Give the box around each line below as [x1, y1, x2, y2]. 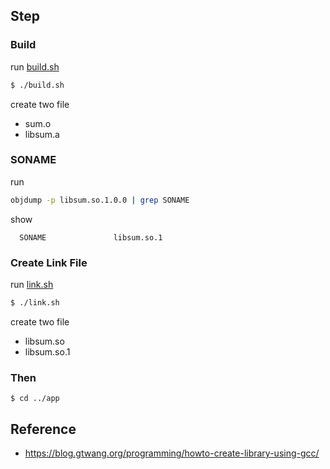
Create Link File [10, 255, 88, 269]
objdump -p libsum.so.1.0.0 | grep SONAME [10, 195, 190, 205]
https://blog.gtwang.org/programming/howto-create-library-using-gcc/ [24, 447, 320, 459]
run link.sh [10, 279, 54, 291]
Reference [10, 420, 77, 438]
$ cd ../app [10, 394, 60, 404]
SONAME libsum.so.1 [19, 232, 163, 243]
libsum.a [24, 128, 60, 140]
